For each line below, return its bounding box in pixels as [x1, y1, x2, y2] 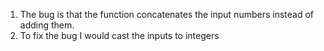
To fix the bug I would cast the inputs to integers [19, 30, 220, 41]
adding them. [19, 19, 75, 31]
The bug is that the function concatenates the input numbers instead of [19, 9, 315, 20]
